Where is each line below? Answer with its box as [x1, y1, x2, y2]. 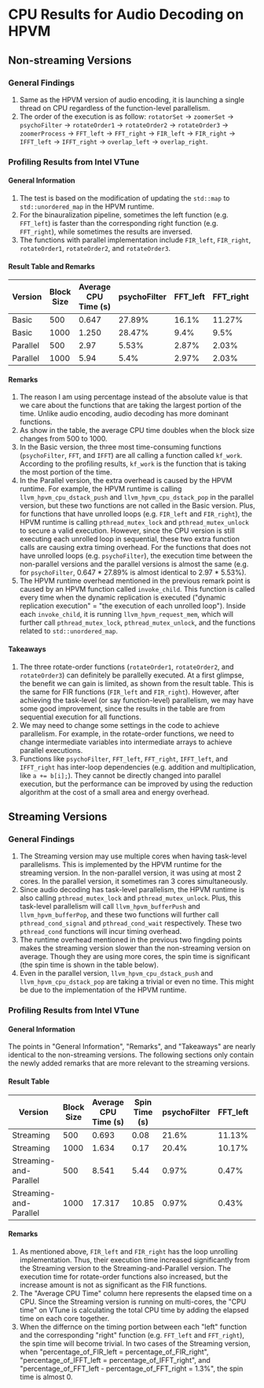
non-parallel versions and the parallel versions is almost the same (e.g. [19, 559, 249, 569]
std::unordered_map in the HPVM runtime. [19, 202, 155, 211]
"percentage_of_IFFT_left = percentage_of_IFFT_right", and [19, 1355, 211, 1364]
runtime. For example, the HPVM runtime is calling [19, 484, 182, 493]
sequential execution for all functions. [19, 712, 141, 722]
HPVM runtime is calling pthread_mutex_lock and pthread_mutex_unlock [19, 518, 249, 527]
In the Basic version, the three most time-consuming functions [19, 442, 222, 452]
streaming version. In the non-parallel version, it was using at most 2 [19, 868, 242, 878]
